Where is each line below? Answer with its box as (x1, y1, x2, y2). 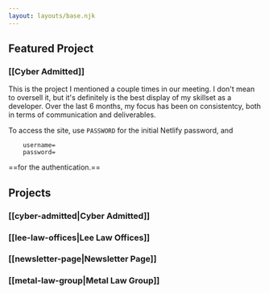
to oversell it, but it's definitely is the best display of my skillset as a (8, 93, 232, 103)
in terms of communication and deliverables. (8, 110, 156, 120)
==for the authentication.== (8, 162, 101, 172)
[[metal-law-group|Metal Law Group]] (8, 275, 160, 287)
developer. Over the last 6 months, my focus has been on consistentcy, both (8, 102, 262, 111)
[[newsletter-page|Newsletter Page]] (8, 254, 157, 265)
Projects (8, 186, 52, 199)
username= (23, 141, 56, 149)
